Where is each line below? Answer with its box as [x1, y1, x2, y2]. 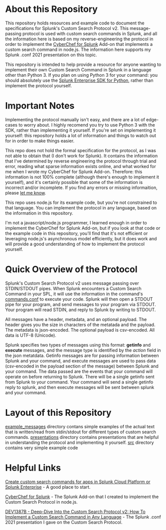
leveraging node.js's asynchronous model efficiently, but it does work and [5, 235, 157, 241]
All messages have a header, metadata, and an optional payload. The [5, 316, 147, 322]
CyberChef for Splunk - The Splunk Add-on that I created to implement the [5, 494, 159, 500]
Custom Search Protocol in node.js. [5, 499, 78, 505]
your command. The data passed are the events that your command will [5, 368, 153, 374]
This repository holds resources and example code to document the [5, 20, 145, 26]
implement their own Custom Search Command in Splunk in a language [5, 66, 152, 73]
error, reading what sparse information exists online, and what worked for [5, 163, 156, 169]
